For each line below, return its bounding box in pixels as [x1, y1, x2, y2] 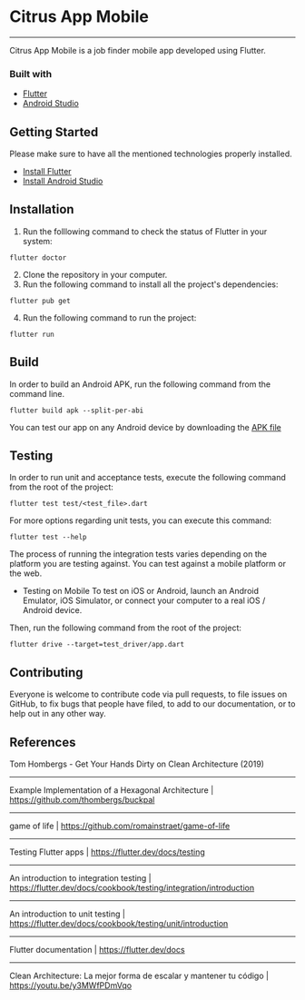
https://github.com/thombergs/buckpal [9, 795, 155, 806]
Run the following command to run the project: [22, 312, 197, 323]
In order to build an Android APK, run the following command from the [9, 379, 271, 390]
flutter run [9, 330, 54, 339]
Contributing [9, 665, 84, 680]
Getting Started [9, 124, 99, 140]
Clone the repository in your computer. [22, 269, 168, 280]
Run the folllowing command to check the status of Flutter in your [22, 225, 268, 237]
